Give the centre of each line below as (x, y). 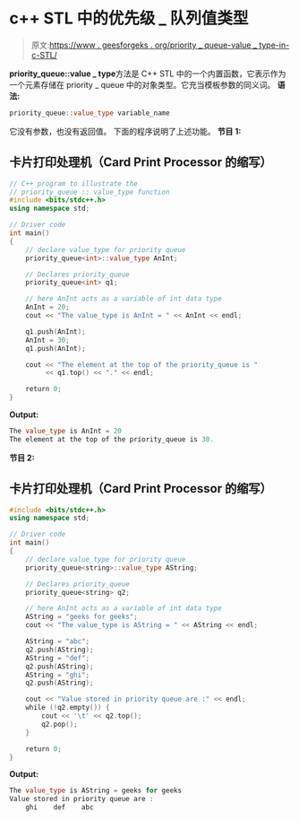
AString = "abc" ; (58, 642)
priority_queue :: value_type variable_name (90, 113)
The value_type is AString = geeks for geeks (95, 790)
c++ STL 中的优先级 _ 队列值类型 (129, 18)
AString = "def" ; (58, 658)
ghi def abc (60, 808)
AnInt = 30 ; (47, 340)
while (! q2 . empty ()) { (68, 708)
